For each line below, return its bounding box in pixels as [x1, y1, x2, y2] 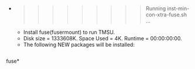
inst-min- [166, 5, 190, 12]
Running [145, 5, 166, 12]
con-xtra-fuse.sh [145, 11, 187, 18]
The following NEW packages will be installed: [23, 41, 135, 48]
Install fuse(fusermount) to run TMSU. [23, 29, 115, 36]
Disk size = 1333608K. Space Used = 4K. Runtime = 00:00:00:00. [23, 35, 183, 42]
